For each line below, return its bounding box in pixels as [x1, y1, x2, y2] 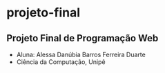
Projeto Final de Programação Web [6, 32, 159, 44]
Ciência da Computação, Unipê [16, 58, 106, 66]
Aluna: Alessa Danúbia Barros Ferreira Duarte [16, 50, 146, 59]
